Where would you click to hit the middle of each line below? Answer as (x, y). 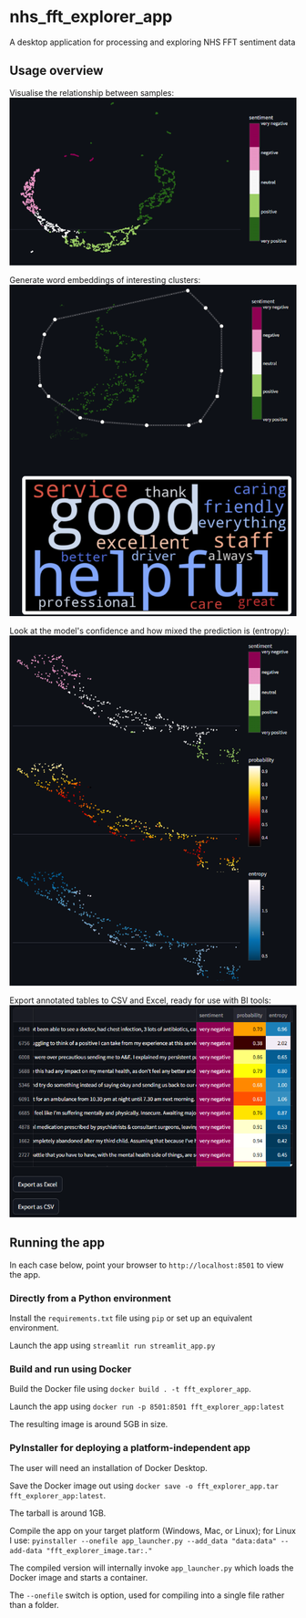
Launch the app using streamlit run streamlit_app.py (112, 1345)
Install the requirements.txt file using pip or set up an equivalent (131, 1318)
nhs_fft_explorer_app (91, 17)
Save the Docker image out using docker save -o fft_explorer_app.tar (144, 1486)
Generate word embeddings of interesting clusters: (105, 280)
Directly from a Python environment (90, 1298)
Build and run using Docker (71, 1369)
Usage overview (56, 71)
